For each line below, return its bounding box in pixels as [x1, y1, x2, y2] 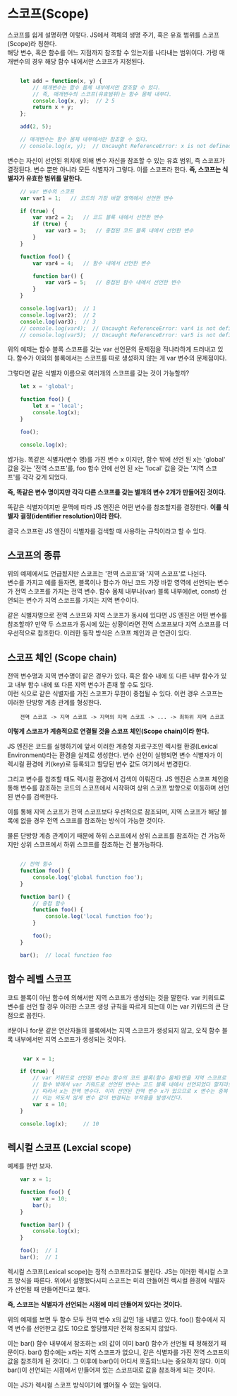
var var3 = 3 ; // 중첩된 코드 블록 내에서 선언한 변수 [44, 227, 194, 234]
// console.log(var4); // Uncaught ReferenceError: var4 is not [20, 324, 217, 332]
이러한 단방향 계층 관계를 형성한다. [7, 698, 102, 707]
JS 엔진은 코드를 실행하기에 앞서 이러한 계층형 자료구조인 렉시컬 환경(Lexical [7, 742, 219, 751]
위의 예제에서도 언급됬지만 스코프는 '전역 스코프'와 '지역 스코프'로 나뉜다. [7, 569, 207, 578]
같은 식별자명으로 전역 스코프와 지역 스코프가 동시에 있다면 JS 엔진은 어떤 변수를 [7, 611, 228, 620]
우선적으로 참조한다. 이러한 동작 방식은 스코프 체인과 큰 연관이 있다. [7, 629, 192, 637]
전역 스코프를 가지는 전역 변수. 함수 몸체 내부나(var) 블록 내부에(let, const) [14, 587, 220, 596]
